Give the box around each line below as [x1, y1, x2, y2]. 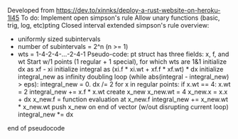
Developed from [7, 6, 55, 14]
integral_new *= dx [17, 110, 74, 118]
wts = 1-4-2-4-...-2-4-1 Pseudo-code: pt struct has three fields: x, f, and [17, 50, 229, 58]
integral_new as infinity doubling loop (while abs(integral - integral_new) [17, 72, 229, 81]
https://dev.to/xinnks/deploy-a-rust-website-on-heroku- [55, 6, 221, 14]
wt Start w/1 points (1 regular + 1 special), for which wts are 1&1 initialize [17, 57, 227, 66]
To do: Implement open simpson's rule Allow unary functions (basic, [21, 13, 220, 22]
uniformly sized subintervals [17, 35, 101, 43]
